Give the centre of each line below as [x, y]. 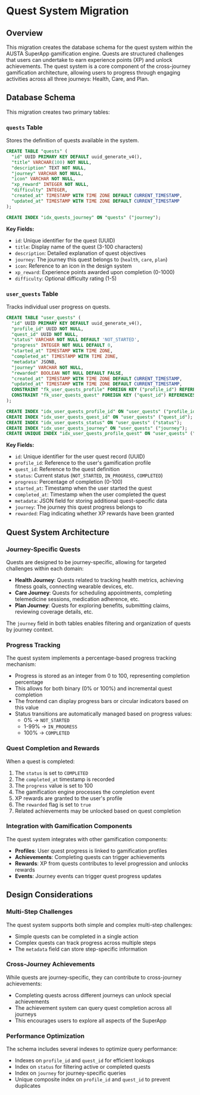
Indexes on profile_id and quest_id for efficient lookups [85, 1060]
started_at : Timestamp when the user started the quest [83, 488]
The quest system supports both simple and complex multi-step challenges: [99, 925]
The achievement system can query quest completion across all [93, 1007]
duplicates [27, 1086]
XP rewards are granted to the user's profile [69, 798]
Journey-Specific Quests [43, 549]
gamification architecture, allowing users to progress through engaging [93, 72]
